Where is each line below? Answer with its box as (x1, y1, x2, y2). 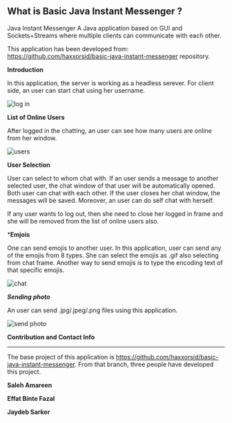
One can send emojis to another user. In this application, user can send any (7, 244, 222, 252)
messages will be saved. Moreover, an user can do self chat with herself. (7, 196, 214, 204)
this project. (7, 367, 41, 376)
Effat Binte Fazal (7, 394, 55, 402)
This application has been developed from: (7, 44, 129, 53)
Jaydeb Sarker (7, 408, 50, 416)
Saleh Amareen (7, 381, 52, 389)
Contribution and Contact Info (7, 332, 95, 341)
